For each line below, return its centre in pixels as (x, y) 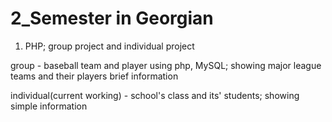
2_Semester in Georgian (112, 18)
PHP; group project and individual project (109, 46)
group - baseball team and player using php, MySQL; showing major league (166, 65)
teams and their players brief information (94, 76)
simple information (49, 106)
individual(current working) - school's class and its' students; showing (155, 95)
